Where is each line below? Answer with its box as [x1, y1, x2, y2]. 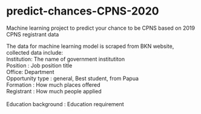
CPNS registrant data [6, 30, 59, 38]
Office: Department [6, 68, 54, 75]
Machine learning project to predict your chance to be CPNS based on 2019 [6, 24, 196, 32]
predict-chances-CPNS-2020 [6, 4, 159, 18]
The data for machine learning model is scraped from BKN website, [6, 42, 174, 50]
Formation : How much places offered [6, 81, 101, 89]
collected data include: [6, 49, 64, 56]
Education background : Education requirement [6, 100, 124, 107]
